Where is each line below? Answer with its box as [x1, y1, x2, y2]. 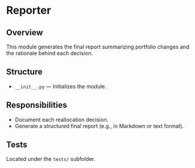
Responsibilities [6, 100, 68, 111]
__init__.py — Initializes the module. [14, 83, 106, 90]
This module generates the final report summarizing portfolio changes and [6, 43, 190, 50]
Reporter [6, 4, 51, 17]
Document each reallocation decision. [14, 116, 109, 123]
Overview [6, 28, 44, 38]
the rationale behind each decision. [6, 50, 93, 57]
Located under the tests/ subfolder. [6, 155, 96, 163]
